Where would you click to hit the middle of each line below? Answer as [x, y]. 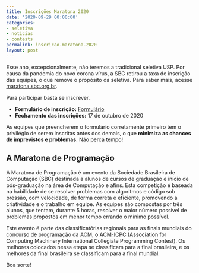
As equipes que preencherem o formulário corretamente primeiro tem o [94, 127]
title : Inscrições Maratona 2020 [48, 12]
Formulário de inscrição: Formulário [59, 109]
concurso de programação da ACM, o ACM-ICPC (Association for [86, 234]
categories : [21, 23]
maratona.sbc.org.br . [32, 86]
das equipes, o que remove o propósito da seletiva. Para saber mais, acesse [99, 80]
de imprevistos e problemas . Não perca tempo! [65, 139]
